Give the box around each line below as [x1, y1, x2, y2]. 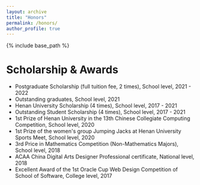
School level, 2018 [14, 147, 61, 154]
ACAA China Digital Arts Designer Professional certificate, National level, [14, 153, 195, 160]
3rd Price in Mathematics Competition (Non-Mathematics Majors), [14, 141, 179, 148]
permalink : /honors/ [6, 20, 58, 26]
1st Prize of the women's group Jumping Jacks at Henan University [14, 127, 181, 135]
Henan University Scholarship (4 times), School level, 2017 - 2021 [14, 102, 177, 109]
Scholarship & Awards [6, 63, 119, 77]
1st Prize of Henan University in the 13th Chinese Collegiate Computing [14, 115, 190, 122]
